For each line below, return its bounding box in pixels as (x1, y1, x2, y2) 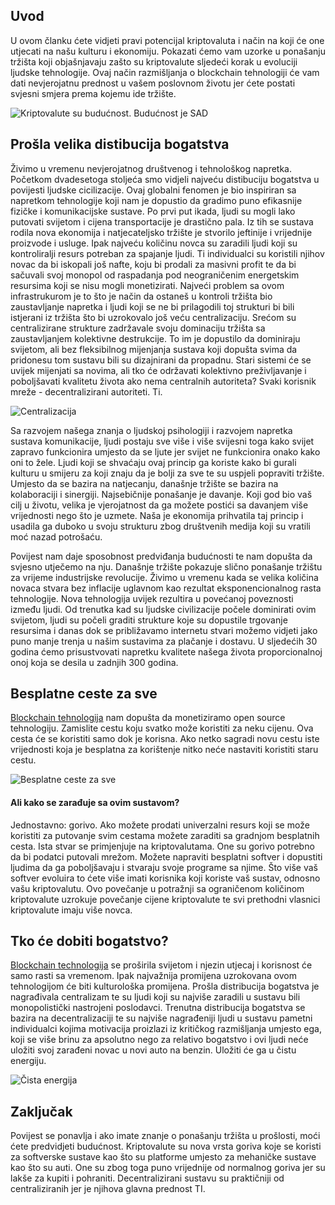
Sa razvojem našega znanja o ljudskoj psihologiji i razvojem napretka (10, 424, 293, 436)
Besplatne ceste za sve (10, 685, 158, 703)
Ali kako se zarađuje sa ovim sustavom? (10, 797, 180, 809)
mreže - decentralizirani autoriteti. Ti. (10, 385, 163, 398)
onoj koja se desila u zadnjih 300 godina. (10, 656, 179, 668)
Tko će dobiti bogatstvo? (10, 933, 169, 950)
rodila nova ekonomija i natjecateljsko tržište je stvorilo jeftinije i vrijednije (10, 226, 313, 238)
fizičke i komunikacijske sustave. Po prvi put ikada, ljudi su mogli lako (10, 205, 296, 217)
